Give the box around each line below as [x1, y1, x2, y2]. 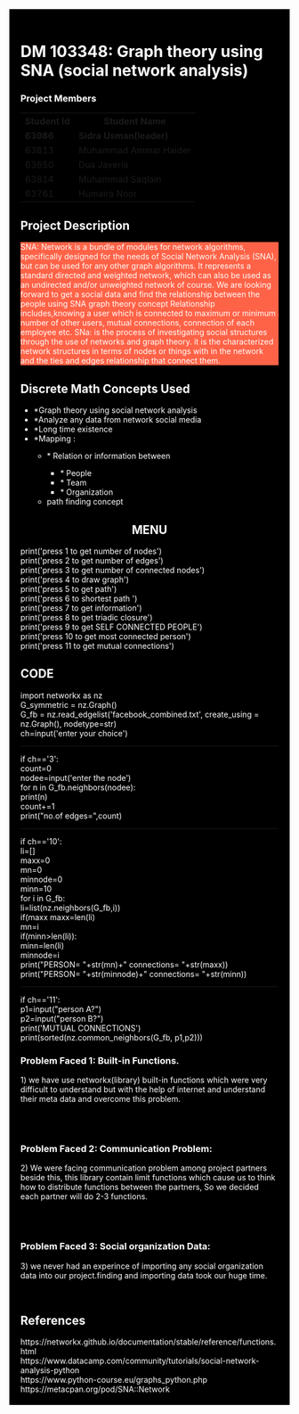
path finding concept [46, 497, 124, 507]
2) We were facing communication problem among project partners [20, 1163, 268, 1173]
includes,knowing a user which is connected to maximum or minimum [20, 308, 276, 319]
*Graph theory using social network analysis [33, 405, 198, 415]
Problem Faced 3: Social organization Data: [20, 1240, 211, 1253]
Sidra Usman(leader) [78, 129, 169, 142]
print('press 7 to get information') [20, 602, 142, 613]
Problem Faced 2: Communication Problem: [20, 1142, 213, 1155]
